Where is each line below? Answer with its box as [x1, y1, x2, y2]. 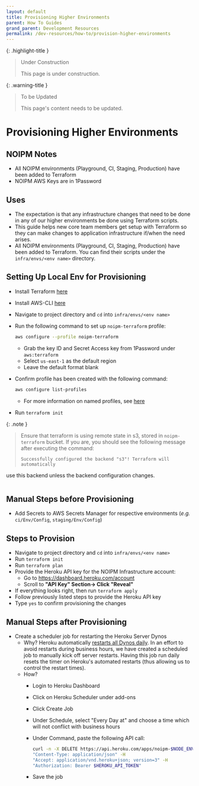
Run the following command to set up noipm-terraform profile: [14, 322, 166, 329]
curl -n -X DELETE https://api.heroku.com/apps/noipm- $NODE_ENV [32, 746, 195, 752]
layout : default [6, 8, 46, 15]
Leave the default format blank [23, 363, 99, 370]
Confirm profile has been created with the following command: [14, 375, 168, 382]
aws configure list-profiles [14, 386, 87, 392]
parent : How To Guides [6, 20, 62, 26]
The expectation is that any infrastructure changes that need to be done [14, 210, 191, 218]
